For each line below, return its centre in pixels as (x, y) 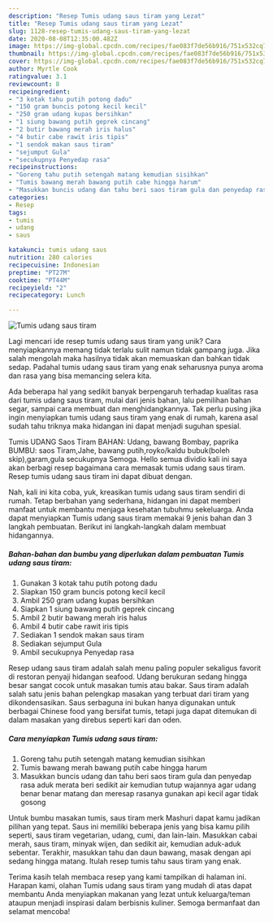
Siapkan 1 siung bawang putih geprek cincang (97, 609)
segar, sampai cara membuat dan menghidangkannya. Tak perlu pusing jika (135, 409)
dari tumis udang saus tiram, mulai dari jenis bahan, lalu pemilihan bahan (130, 400)
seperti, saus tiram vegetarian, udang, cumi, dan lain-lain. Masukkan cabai (133, 835)
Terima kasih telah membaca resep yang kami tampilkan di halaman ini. (128, 877)
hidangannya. (31, 536)
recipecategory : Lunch (47, 295)
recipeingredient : (39, 91)
